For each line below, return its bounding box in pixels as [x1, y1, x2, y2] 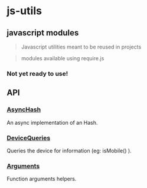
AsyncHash [6, 105, 41, 114]
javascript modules [6, 28, 79, 38]
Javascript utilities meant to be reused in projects [21, 43, 142, 50]
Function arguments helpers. [6, 176, 77, 183]
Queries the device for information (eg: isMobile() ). [6, 147, 132, 154]
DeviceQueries [6, 134, 51, 142]
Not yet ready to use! [6, 69, 68, 77]
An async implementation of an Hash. [6, 119, 98, 126]
